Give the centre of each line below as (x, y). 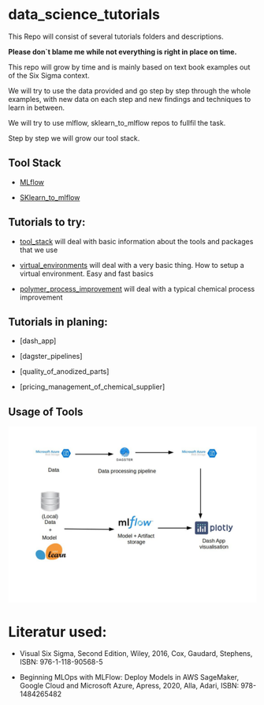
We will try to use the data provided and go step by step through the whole (129, 90)
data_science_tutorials (84, 15)
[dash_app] (38, 341)
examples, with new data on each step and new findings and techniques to (130, 99)
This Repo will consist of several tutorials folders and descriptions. (116, 36)
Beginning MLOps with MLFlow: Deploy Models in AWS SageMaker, (129, 677)
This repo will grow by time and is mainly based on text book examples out (129, 67)
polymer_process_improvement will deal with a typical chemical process (137, 288)
